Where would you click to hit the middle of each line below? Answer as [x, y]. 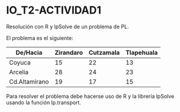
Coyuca [20, 62]
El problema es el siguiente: [40, 38]
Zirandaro [69, 52]
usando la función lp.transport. [44, 102]
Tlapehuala [142, 52]
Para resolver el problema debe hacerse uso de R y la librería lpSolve [90, 96]
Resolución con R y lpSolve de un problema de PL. [67, 27]
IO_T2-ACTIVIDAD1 [54, 10]
